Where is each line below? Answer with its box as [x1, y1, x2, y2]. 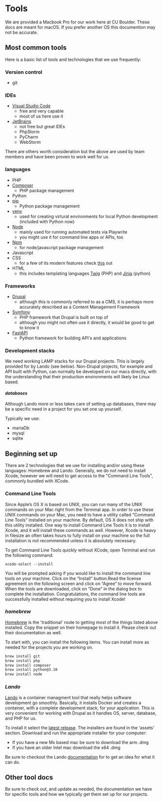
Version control [5, 69, 42, 76]
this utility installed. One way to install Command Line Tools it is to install [5, 522, 150, 528]
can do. [5, 759, 20, 765]
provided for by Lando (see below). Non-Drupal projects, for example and [5, 364, 153, 370]
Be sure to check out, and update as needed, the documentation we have [5, 786, 152, 792]
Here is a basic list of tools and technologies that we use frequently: [5, 57, 142, 62]
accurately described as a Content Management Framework [19, 304, 140, 310]
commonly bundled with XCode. [5, 478, 70, 484]
